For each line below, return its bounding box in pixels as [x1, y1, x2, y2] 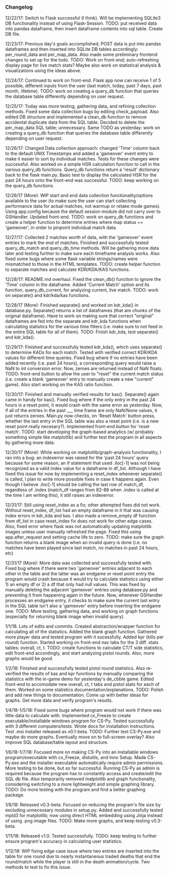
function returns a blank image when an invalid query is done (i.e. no [5, 540, 147, 546]
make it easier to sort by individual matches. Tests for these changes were [5, 156, 159, 162]
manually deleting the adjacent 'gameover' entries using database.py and [5, 587, 157, 593]
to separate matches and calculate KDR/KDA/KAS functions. [5, 266, 130, 273]
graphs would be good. [5, 656, 54, 662]
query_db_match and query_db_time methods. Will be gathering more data [5, 245, 159, 251]
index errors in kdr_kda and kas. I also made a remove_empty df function [5, 513, 156, 519]
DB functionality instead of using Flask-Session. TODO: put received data [5, 20, 157, 26]
